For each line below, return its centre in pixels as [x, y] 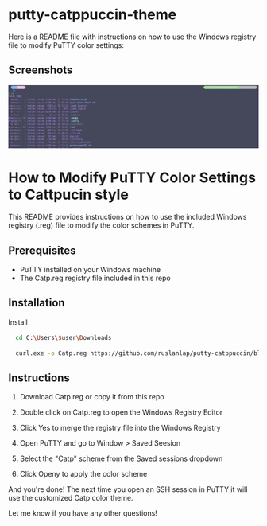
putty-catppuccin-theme [93, 15]
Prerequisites [42, 250]
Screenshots [41, 70]
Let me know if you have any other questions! [83, 513]
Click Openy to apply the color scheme [83, 474]
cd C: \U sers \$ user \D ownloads [64, 337]
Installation [37, 303]
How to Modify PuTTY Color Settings [132, 178]
